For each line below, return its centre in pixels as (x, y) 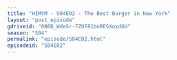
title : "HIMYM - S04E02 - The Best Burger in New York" (89, 13)
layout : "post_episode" (41, 20)
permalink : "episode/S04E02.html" (57, 39)
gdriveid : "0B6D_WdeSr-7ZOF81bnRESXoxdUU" (69, 26)
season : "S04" (28, 33)
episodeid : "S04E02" (37, 46)
